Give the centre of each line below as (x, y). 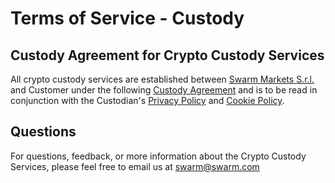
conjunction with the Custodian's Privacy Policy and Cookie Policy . (147, 100)
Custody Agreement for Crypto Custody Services (167, 55)
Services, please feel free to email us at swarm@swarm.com (135, 166)
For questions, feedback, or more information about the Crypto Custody (158, 156)
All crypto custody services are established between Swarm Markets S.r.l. (162, 79)
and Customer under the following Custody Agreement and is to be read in (164, 90)
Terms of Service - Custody (127, 18)
